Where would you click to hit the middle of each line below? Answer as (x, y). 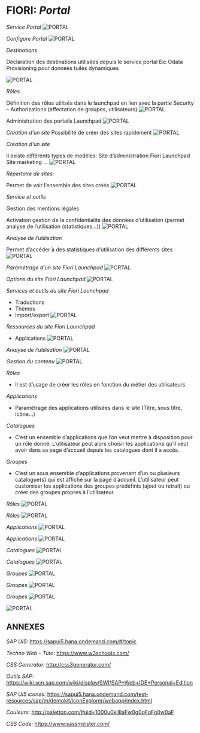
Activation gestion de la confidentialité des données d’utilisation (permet (95, 220)
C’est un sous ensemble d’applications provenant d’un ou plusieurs (97, 473)
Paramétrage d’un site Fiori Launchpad (55, 267)
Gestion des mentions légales (43, 208)
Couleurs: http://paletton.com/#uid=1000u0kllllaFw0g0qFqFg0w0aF (90, 712)
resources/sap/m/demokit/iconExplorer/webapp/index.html (79, 700)
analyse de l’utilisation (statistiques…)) (53, 226)
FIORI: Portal (38, 10)
